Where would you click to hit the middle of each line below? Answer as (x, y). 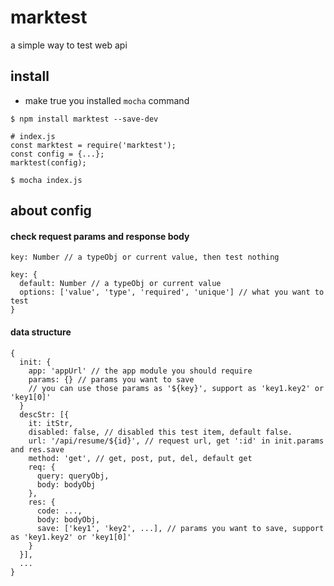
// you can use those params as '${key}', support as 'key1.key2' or (176, 388)
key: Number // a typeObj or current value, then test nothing (145, 257)
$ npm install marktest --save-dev (84, 119)
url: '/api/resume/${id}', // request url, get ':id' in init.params (176, 441)
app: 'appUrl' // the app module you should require (140, 371)
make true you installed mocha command (107, 100)
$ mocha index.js (46, 180)
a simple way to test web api (69, 45)
